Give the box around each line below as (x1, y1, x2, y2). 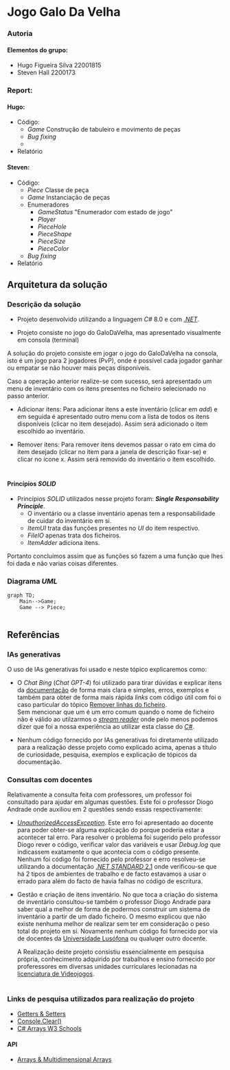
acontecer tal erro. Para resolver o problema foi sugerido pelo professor (16, 833, 221, 841)
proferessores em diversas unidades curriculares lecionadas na (16, 963, 197, 971)
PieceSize (37, 237, 66, 245)
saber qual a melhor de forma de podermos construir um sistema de (16, 905, 211, 914)
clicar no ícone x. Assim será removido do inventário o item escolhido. (16, 455, 216, 464)
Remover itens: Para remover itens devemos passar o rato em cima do (16, 440, 216, 449)
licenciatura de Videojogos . (16, 969, 95, 978)
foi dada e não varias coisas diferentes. (7, 559, 119, 568)
